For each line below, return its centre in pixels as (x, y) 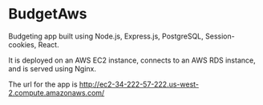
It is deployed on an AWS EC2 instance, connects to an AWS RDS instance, (132, 60)
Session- (220, 36)
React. (49, 44)
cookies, (22, 44)
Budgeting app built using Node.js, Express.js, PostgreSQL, (106, 36)
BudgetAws (48, 14)
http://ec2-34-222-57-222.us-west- (139, 84)
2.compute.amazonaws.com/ (57, 92)
